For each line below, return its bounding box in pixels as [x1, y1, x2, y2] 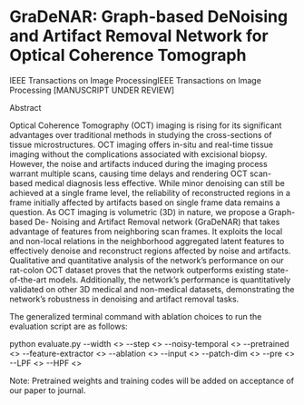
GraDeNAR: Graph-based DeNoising [9, 6, 289, 27]
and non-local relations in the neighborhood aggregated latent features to [9, 235, 285, 246]
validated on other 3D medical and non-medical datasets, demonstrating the [9, 283, 295, 294]
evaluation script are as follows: [9, 321, 129, 331]
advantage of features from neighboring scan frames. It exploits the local [9, 225, 283, 237]
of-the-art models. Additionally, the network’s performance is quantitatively [9, 274, 291, 285]
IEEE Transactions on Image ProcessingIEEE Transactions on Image [9, 74, 261, 85]
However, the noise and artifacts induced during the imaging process [9, 158, 268, 169]
